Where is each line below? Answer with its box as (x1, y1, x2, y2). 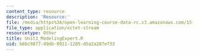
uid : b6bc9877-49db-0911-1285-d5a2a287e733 (6, 41, 115, 47)
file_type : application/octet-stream (6, 24, 99, 31)
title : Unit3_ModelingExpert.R (6, 36, 84, 41)
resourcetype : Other (6, 30, 57, 36)
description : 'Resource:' (6, 14, 70, 20)
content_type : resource (6, 8, 65, 15)
